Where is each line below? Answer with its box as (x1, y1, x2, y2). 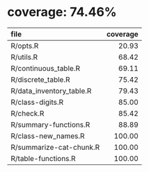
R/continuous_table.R (10, 63, 80, 73)
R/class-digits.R (10, 97, 64, 107)
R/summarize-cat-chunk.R (10, 142, 100, 152)
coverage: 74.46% (7, 4, 117, 20)
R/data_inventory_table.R (10, 86, 92, 96)
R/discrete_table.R (10, 74, 70, 84)
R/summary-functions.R (10, 119, 91, 129)
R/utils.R (10, 52, 38, 62)
